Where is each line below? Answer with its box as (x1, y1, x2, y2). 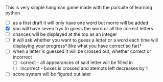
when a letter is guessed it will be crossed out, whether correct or (12, 48, 152, 54)
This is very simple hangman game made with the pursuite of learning (5, 5, 152, 10)
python (5, 10, 20, 16)
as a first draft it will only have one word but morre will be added (12, 20, 149, 26)
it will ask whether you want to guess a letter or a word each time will (12, 37, 158, 43)
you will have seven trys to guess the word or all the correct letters (12, 26, 153, 32)
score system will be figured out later (12, 71, 91, 77)
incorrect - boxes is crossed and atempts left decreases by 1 (20, 65, 148, 71)
